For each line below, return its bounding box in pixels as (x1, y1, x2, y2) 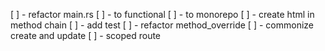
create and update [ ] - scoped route (10, 30, 162, 41)
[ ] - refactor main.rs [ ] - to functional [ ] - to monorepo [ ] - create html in (10, 9, 315, 20)
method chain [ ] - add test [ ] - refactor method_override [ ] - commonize (10, 19, 314, 31)
